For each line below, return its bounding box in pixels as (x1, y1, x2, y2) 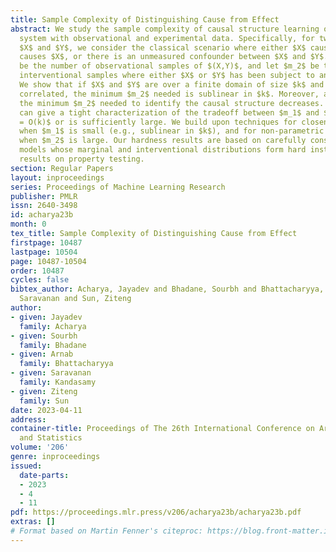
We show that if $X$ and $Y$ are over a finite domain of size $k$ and (19, 80, 325, 90)
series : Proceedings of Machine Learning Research (10, 182, 226, 192)
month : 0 (10, 219, 47, 230)
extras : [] (10, 517, 56, 527)
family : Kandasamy (19, 377, 97, 387)
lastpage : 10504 (10, 247, 78, 257)
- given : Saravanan (10, 368, 92, 378)
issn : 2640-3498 (10, 201, 78, 211)
